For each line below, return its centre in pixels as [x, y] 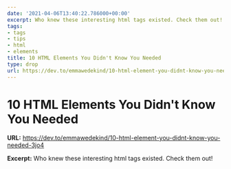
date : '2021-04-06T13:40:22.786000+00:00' [69, 13]
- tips [16, 39]
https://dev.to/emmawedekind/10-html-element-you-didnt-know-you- [121, 138]
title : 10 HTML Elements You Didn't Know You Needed [84, 58]
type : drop [23, 64]
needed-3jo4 [26, 145]
